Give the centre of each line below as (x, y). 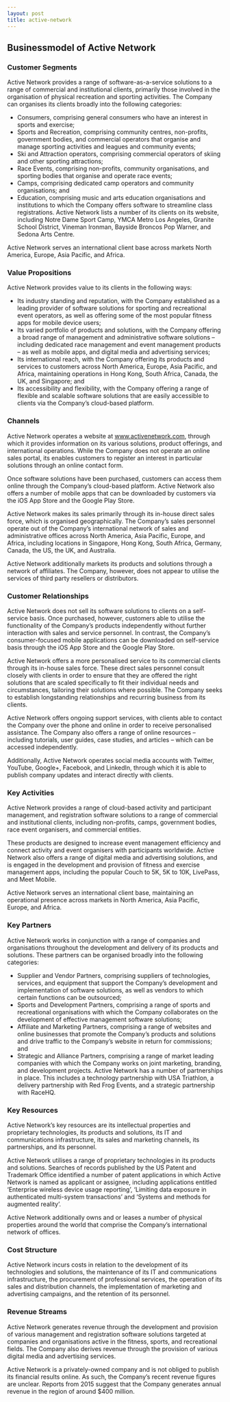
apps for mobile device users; (59, 323)
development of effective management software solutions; (100, 1019)
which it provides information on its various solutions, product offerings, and (115, 443)
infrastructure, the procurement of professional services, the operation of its (115, 1280)
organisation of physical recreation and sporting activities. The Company (110, 97)
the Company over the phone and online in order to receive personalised (110, 725)
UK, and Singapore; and (51, 381)
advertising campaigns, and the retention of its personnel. (89, 1294)
